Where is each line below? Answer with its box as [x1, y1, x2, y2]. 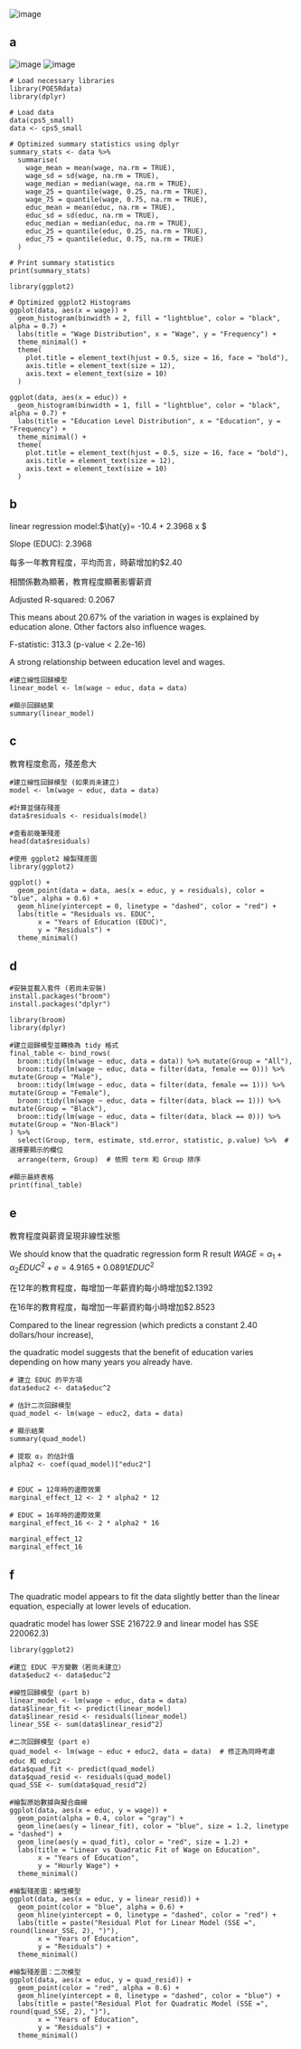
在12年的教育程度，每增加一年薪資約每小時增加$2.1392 [9, 1283, 214, 1294]
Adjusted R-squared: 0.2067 [9, 593, 116, 605]
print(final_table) [9, 1181, 83, 1190]
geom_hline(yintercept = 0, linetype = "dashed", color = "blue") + [17, 1991, 281, 2001]
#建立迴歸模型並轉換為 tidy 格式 [9, 1041, 119, 1050]
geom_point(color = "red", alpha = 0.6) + [17, 1984, 180, 1993]
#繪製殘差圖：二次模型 [9, 1968, 81, 1977]
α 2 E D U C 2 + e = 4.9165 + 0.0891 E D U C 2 [9, 1260, 155, 1275]
